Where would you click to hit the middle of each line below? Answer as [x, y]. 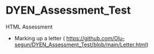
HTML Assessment [29, 27]
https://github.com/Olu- [96, 38]
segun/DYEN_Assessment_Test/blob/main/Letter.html [80, 45]
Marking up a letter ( [40, 38]
